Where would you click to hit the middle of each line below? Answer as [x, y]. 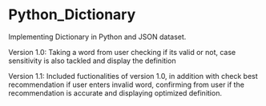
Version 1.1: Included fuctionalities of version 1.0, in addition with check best [133, 76]
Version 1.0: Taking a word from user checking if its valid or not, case [122, 52]
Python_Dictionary [72, 15]
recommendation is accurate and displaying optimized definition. [115, 92]
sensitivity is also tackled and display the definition [92, 61]
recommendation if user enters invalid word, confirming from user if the [126, 84]
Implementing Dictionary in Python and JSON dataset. [97, 37]
